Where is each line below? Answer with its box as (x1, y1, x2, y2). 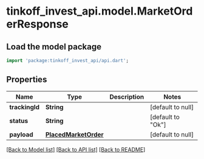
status (9, 116, 29, 125)
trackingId (9, 102, 40, 111)
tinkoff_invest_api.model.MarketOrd (6, 4, 193, 18)
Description (109, 93, 144, 101)
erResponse (6, 17, 69, 31)
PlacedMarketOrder (45, 130, 104, 138)
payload (9, 130, 33, 138)
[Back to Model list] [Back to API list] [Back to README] (6, 146, 146, 153)
